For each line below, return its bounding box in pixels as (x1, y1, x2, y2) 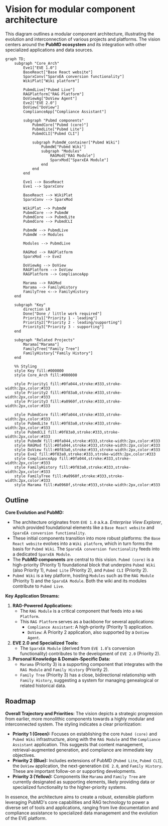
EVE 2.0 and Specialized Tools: (12, 640, 79, 646)
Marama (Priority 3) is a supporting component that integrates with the (20, 661, 163, 667)
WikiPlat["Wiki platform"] (23, 78, 80, 83)
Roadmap (5, 697, 36, 706)
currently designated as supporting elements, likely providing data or (12, 779, 155, 785)
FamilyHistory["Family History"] (23, 350, 93, 356)
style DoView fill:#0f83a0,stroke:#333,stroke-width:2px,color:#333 (14, 447, 160, 452)
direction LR (23, 307, 51, 312)
